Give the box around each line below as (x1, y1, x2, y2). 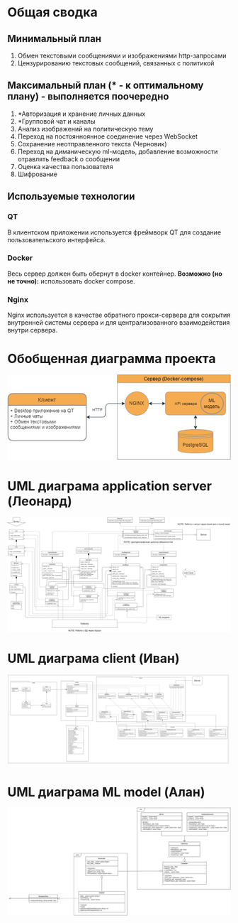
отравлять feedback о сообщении (17, 154, 120, 163)
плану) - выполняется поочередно (7, 90, 169, 103)
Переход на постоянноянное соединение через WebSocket (17, 132, 198, 141)
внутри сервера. (7, 326, 58, 335)
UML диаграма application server (7, 478, 212, 495)
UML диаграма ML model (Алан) (7, 784, 205, 800)
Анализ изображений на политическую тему (17, 124, 154, 133)
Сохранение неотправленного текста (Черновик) (17, 139, 168, 148)
